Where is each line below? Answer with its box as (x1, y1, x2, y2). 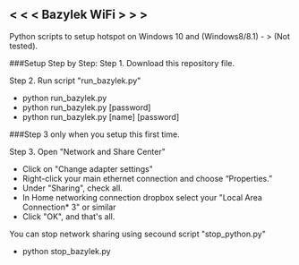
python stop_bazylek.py (21, 245, 111, 256)
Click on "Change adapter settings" (21, 163, 154, 174)
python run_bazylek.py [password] (21, 102, 151, 113)
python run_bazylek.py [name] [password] (21, 111, 180, 122)
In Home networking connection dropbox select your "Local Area (21, 192, 262, 202)
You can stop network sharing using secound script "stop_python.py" (9, 228, 266, 239)
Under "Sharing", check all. (21, 183, 123, 193)
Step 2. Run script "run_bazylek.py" (9, 75, 141, 86)
